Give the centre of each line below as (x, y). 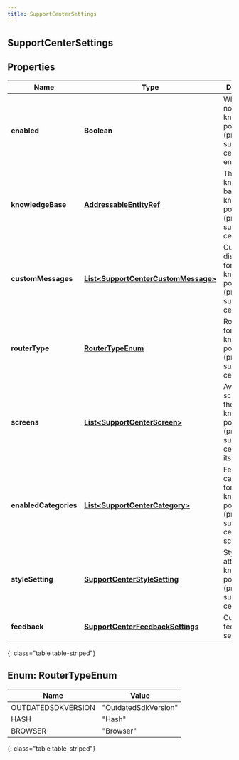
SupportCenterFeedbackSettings (142, 627)
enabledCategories (44, 505)
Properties (31, 67)
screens (25, 422)
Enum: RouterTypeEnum (62, 675)
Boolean (98, 131)
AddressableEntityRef (122, 204)
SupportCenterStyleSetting (132, 579)
